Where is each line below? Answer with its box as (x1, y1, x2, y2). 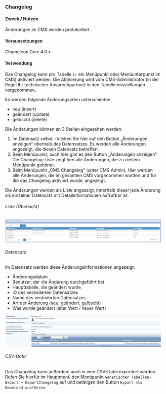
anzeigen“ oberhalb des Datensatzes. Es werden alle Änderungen (12, 141, 146, 146)
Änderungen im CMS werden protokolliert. (5, 27, 91, 33)
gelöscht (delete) (12, 116, 47, 122)
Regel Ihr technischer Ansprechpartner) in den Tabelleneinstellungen (5, 81, 146, 87)
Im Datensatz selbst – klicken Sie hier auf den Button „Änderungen (12, 136, 148, 142)
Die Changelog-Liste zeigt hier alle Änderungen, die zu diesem (12, 156, 140, 162)
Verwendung (5, 60, 33, 66)
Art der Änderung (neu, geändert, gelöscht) (12, 300, 101, 306)
